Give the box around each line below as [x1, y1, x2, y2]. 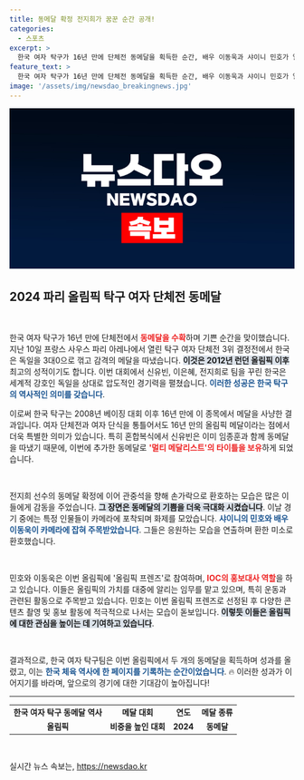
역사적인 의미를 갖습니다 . [18, 389, 106, 400]
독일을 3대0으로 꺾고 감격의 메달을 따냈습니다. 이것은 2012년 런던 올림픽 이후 [18, 355, 290, 366]
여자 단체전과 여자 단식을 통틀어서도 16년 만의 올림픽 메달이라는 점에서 [43, 420, 290, 431]
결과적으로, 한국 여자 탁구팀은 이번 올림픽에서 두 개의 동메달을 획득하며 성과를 [9, 655, 282, 666]
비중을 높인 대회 [109, 721, 166, 732]
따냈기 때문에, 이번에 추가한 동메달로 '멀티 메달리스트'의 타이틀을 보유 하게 [18, 443, 278, 453]
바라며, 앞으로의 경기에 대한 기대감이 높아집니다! [40, 678, 210, 688]
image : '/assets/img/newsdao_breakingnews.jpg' [9, 82, 193, 91]
